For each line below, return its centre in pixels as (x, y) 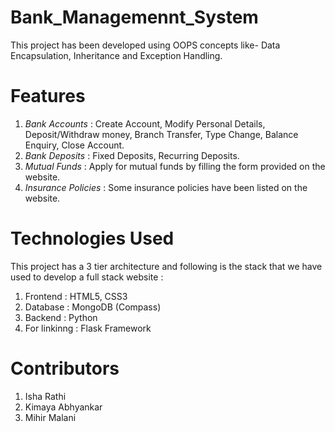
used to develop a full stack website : (87, 277)
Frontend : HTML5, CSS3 (76, 296)
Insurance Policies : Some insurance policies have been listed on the (166, 187)
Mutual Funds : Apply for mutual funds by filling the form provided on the (175, 166)
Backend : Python (61, 317)
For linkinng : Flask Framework (88, 328)
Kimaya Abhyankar (63, 407)
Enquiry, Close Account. (74, 145)
